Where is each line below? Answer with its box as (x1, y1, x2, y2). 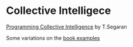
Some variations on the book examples (6, 34, 100, 41)
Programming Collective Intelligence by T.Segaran (6, 23, 127, 30)
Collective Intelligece (6, 4, 111, 17)
